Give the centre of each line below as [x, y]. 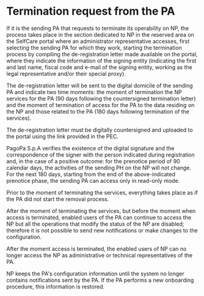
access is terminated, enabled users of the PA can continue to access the [99, 217]
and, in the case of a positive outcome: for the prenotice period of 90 [93, 161]
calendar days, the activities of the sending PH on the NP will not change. [99, 168]
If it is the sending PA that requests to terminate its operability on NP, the [98, 28]
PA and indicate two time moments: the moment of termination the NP [94, 92]
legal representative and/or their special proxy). [66, 73]
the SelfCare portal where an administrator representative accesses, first [98, 41]
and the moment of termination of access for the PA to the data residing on [100, 105]
